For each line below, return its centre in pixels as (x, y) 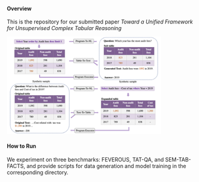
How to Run (22, 146)
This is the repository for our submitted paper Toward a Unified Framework (100, 22)
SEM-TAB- (178, 159)
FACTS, (16, 166)
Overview (19, 8)
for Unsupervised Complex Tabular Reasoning (64, 28)
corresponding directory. (38, 172)
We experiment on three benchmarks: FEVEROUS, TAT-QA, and (85, 159)
